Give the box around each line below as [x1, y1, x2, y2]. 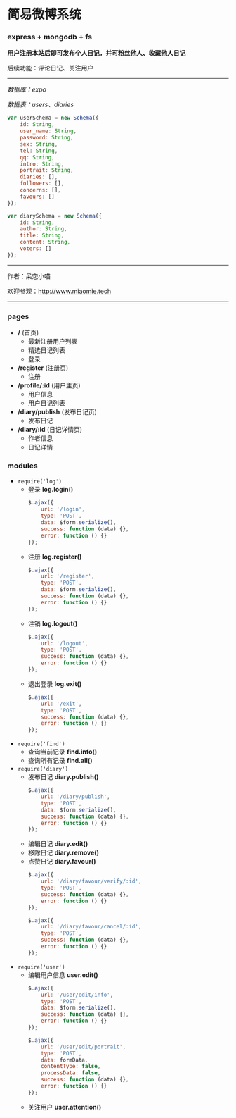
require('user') [17, 963, 65, 971]
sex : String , [20, 140, 58, 148]
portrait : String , [20, 167, 74, 174]
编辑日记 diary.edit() [27, 840, 88, 848]
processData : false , [41, 1069, 101, 1076]
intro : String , [20, 160, 65, 168]
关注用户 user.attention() [27, 1103, 102, 1111]
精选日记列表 [27, 346, 65, 354]
